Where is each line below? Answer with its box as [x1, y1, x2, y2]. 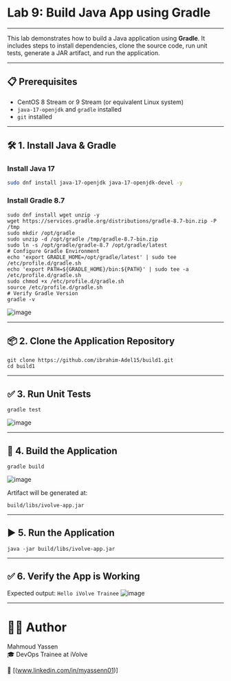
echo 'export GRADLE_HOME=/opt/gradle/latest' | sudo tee [7, 254, 177, 261]
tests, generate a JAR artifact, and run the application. [7, 48, 160, 57]
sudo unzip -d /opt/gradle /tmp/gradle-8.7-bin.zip [7, 236, 158, 243]
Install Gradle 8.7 [7, 196, 65, 205]
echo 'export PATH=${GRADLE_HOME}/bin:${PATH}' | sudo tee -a [7, 265, 189, 273]
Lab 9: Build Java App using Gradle [7, 5, 211, 21]
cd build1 [7, 363, 36, 370]
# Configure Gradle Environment [7, 247, 100, 254]
